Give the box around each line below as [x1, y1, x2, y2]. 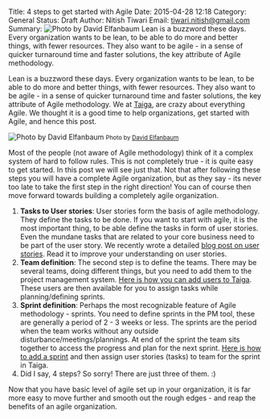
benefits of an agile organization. [8, 402, 118, 411]
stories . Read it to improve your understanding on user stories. [19, 249, 227, 259]
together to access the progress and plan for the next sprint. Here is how [19, 343, 262, 353]
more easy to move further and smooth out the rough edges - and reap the [8, 393, 256, 402]
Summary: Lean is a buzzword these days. [8, 24, 247, 33]
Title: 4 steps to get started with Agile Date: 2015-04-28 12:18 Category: [8, 7, 247, 16]
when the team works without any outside [19, 326, 159, 335]
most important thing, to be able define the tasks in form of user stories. [19, 223, 259, 233]
